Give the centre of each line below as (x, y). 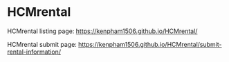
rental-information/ (34, 52)
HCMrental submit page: (42, 44)
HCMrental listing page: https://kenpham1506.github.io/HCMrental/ (102, 31)
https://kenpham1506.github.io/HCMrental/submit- (150, 44)
